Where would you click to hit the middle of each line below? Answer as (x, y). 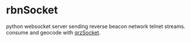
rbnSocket (32, 10)
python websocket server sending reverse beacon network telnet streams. (96, 26)
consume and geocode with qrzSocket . (53, 32)
